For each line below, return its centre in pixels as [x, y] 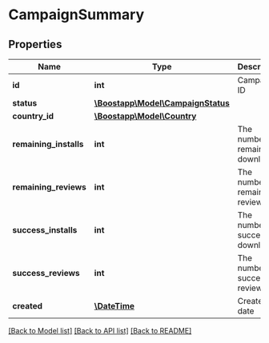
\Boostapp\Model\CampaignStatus [162, 103]
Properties [35, 44]
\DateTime [114, 306]
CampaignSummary [76, 15]
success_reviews [46, 273]
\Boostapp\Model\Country [145, 116]
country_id [33, 116]
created [27, 306]
